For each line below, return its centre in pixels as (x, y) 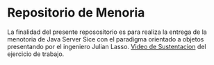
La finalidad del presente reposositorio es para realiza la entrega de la (107, 32)
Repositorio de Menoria (76, 13)
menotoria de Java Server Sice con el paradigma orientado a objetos (106, 39)
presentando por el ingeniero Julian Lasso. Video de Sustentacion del (107, 46)
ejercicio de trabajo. (36, 54)
